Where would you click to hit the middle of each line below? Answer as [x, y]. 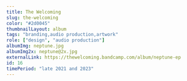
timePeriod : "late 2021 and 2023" [50, 69]
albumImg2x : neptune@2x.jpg [42, 52]
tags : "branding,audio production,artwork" [62, 35]
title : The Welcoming [34, 12]
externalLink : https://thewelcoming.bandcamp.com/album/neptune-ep [94, 57]
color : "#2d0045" [28, 23]
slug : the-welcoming [33, 18]
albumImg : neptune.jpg [35, 46]
